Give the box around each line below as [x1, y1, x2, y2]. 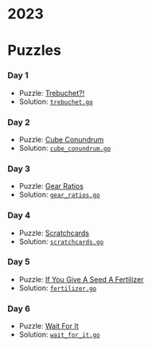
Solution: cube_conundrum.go [18, 143, 111, 153]
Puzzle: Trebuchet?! [18, 88, 85, 98]
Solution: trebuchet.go [18, 97, 93, 106]
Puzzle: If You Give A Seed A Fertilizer [18, 274, 144, 284]
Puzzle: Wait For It [18, 321, 79, 331]
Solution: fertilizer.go [18, 283, 97, 293]
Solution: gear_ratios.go [18, 189, 100, 200]
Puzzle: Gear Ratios [18, 181, 84, 191]
